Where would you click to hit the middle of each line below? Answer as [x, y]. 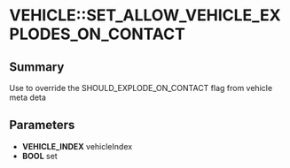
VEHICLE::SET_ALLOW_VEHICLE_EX [145, 15]
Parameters [42, 125]
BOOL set [39, 156]
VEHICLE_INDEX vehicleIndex [77, 146]
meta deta [28, 97]
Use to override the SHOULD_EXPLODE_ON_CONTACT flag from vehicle [141, 88]
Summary [37, 67]
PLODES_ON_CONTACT [98, 34]
